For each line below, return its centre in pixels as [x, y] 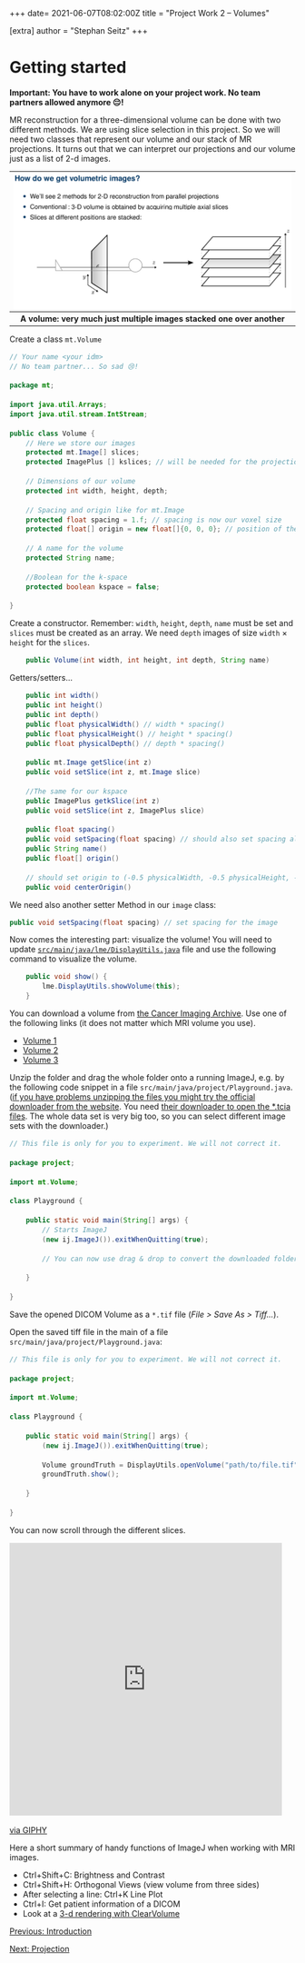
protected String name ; [71, 558]
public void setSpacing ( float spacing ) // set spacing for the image [144, 922]
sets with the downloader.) [59, 1126]
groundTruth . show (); [81, 1475]
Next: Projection [39, 1948]
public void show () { [66, 977]
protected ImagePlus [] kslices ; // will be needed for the [142, 463]
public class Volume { [52, 433]
